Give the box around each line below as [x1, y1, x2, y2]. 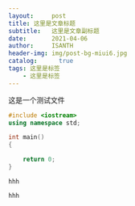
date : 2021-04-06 [8, 34, 88, 43]
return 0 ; [22, 155, 56, 164]
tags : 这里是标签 [8, 65, 60, 73]
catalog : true [8, 57, 74, 65]
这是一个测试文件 [8, 95, 65, 105]
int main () [8, 133, 45, 141]
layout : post [8, 11, 67, 20]
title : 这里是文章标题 [8, 19, 76, 27]
